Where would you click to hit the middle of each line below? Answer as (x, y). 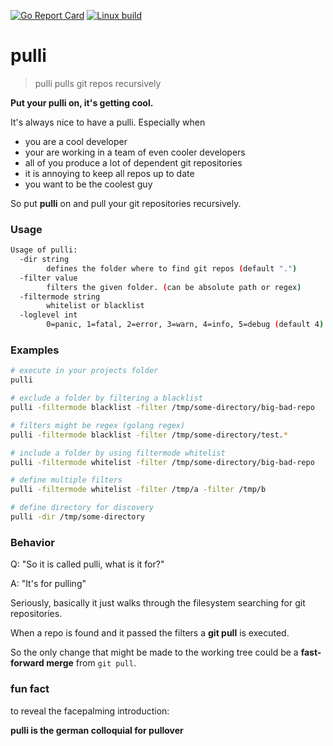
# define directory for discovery (82, 508)
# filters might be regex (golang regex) (98, 425)
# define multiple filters (66, 480)
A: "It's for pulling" (48, 584)
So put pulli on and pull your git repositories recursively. (126, 203)
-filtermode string (60, 296)
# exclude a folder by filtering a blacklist (106, 398)
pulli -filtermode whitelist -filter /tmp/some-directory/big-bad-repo (162, 462)
